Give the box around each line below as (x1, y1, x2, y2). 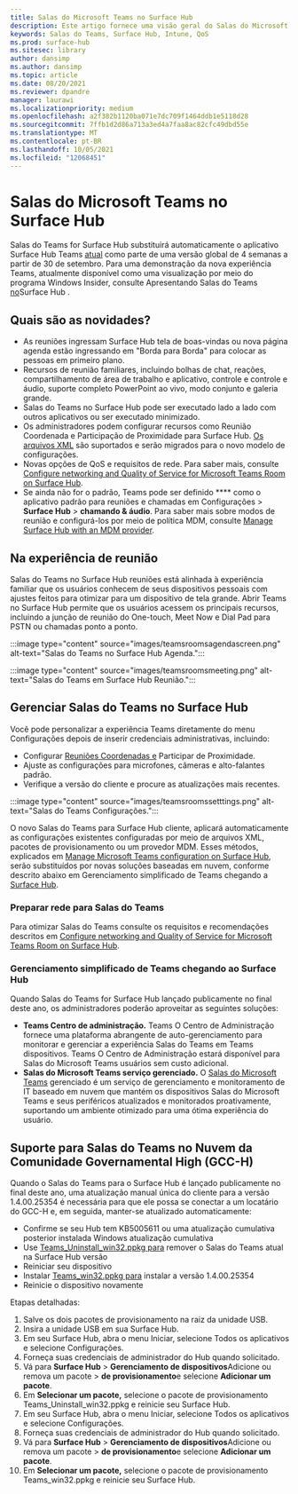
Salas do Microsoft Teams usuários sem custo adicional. (22, 1058, 229, 1069)
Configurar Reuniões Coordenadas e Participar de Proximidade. (22, 750, 256, 761)
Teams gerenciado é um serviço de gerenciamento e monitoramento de (22, 1077, 286, 1087)
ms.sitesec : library (10, 46, 87, 55)
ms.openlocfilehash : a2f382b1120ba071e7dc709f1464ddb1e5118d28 (10, 112, 249, 121)
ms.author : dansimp (10, 63, 82, 72)
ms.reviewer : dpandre (10, 87, 90, 96)
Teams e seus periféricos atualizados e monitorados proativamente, (22, 1095, 271, 1106)
